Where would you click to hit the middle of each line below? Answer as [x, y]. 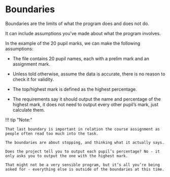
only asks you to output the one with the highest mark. [67, 156]
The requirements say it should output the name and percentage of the [87, 99]
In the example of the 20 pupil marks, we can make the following [73, 43]
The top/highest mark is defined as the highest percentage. [75, 89]
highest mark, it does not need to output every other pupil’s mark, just [86, 104]
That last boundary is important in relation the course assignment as [82, 129]
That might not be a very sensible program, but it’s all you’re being [82, 165]
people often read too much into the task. [52, 134]
